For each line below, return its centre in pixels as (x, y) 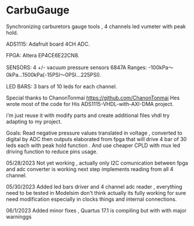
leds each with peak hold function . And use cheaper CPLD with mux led (93, 145)
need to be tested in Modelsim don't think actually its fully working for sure (96, 193)
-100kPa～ (161, 67)
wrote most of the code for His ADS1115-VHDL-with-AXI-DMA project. (90, 104)
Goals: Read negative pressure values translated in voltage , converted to (94, 133)
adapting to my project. (34, 121)
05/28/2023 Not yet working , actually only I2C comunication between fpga (97, 163)
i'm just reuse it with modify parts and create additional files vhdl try (88, 115)
